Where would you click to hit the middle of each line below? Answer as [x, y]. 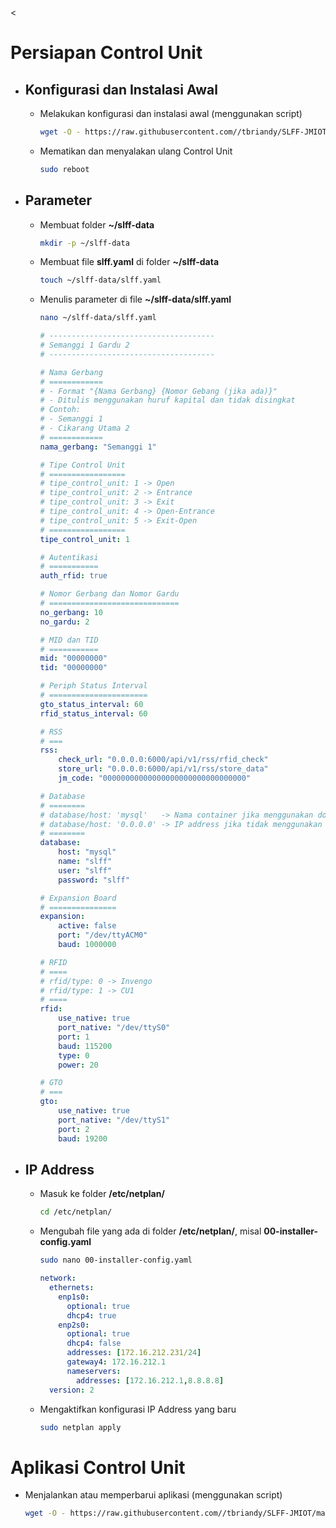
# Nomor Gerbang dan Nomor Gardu [109, 594]
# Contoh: [60, 410]
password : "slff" [94, 880]
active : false [87, 926]
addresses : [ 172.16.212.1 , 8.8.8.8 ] [150, 1380]
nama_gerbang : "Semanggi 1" [98, 447]
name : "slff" [85, 862]
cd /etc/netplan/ [76, 1212]
